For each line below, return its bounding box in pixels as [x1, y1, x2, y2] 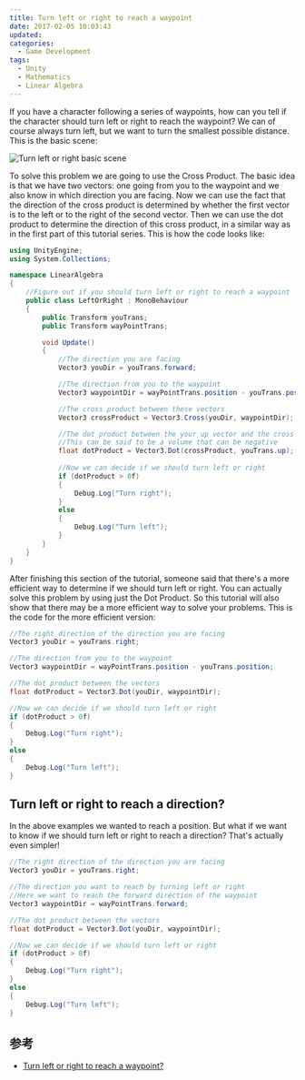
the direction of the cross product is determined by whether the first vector [9, 199, 290, 210]
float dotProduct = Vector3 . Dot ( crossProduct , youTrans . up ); [57, 447, 295, 456]
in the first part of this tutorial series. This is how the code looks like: [9, 228, 265, 239]
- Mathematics [17, 73, 71, 82]
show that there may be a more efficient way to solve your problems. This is [9, 601, 293, 612]
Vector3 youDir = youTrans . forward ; [57, 363, 197, 373]
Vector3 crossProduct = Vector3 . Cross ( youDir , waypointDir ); [57, 413, 295, 422]
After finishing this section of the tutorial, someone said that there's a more [9, 572, 290, 583]
